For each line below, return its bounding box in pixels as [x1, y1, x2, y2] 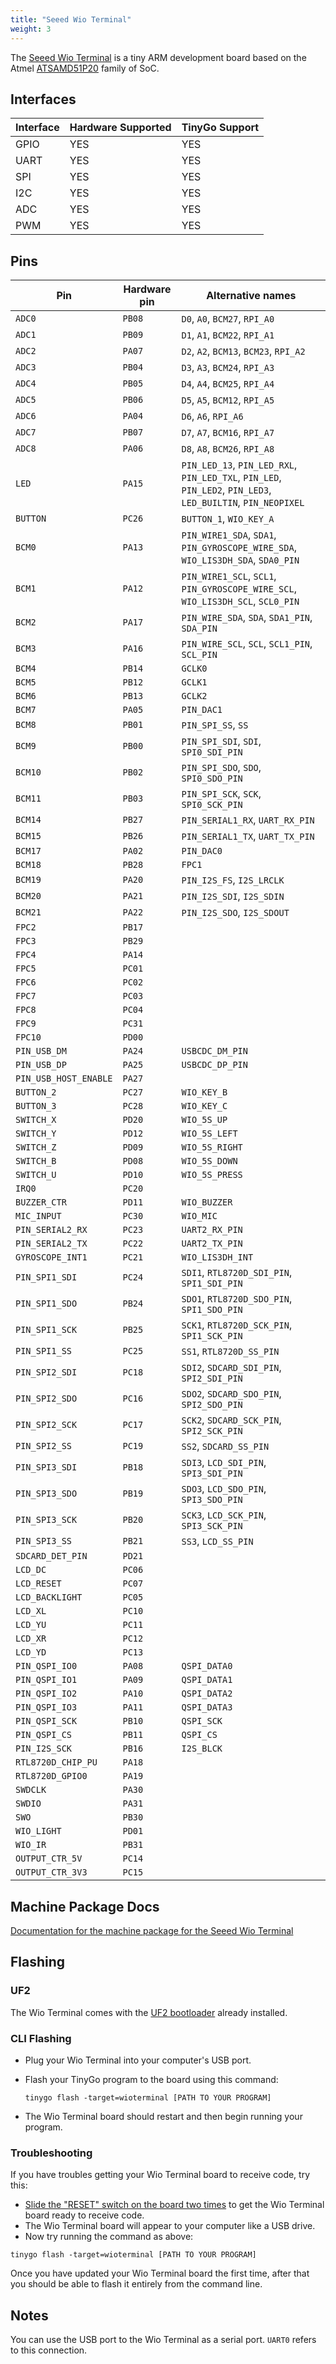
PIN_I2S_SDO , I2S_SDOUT [181, 906, 290, 920]
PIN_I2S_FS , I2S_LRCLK [181, 873, 285, 887]
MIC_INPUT [15, 1211, 62, 1222]
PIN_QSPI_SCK [15, 1716, 78, 1727]
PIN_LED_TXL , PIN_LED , [181, 471, 282, 485]
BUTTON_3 [15, 1101, 57, 1112]
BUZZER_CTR [15, 1197, 67, 1208]
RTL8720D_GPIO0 [15, 1771, 88, 1782]
